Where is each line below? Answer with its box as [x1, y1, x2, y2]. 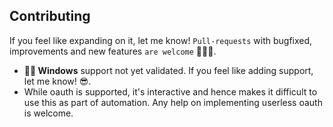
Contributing [9, 8, 91, 25]
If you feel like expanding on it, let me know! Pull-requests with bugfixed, [9, 34, 313, 46]
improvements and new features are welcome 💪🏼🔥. [9, 45, 217, 57]
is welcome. [23, 107, 74, 119]
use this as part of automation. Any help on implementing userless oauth [23, 96, 323, 108]
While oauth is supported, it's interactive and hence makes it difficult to [23, 85, 318, 98]
